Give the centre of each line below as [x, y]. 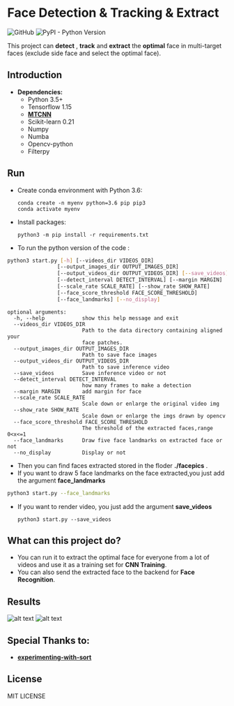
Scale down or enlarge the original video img [150, 404]
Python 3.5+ [45, 99]
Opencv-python [50, 144]
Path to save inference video [126, 367]
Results [24, 602]
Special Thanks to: [49, 640]
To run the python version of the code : [73, 248]
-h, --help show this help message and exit [96, 318]
